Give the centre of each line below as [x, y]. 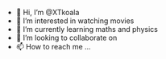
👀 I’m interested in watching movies [75, 21]
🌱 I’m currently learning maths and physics [87, 29]
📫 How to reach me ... [53, 47]
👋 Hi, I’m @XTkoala [48, 12]
